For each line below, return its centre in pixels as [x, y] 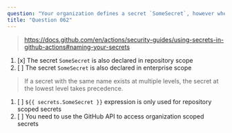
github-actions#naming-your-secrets [77, 47]
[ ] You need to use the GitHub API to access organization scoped [110, 116]
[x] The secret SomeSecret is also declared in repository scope [105, 60]
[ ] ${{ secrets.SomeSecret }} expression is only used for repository [114, 101]
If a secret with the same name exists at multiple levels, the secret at [121, 81]
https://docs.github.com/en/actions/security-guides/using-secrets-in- [124, 39]
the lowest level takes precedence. [74, 88]
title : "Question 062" [40, 20]
